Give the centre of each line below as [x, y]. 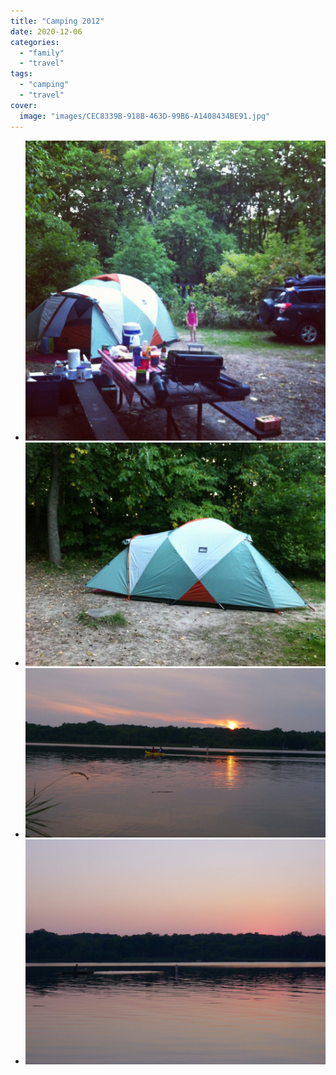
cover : [24, 105]
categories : [35, 42]
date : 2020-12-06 [46, 31]
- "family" [42, 53]
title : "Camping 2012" [57, 21]
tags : [21, 74]
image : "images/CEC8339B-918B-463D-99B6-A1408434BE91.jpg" [145, 116]
